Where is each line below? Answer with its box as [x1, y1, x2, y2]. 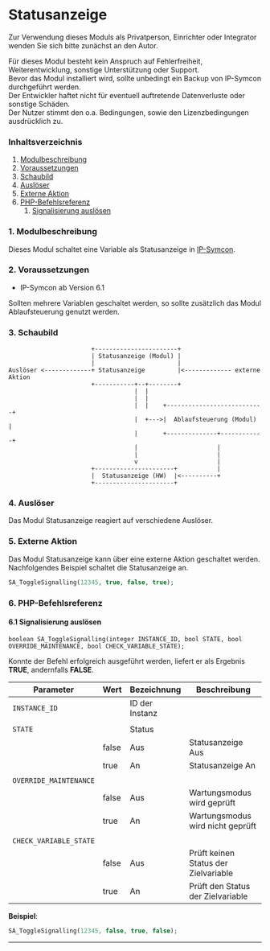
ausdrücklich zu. [8, 116, 63, 126]
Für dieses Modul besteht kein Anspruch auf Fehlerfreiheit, [8, 56, 203, 66]
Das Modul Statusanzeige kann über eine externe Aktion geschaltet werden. [8, 554, 260, 564]
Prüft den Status [188, 880, 251, 891]
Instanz [129, 707, 158, 718]
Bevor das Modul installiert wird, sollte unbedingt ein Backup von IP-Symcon [8, 73, 262, 83]
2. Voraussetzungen [8, 264, 90, 275]
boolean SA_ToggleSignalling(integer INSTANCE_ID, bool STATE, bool [8, 635, 243, 643]
